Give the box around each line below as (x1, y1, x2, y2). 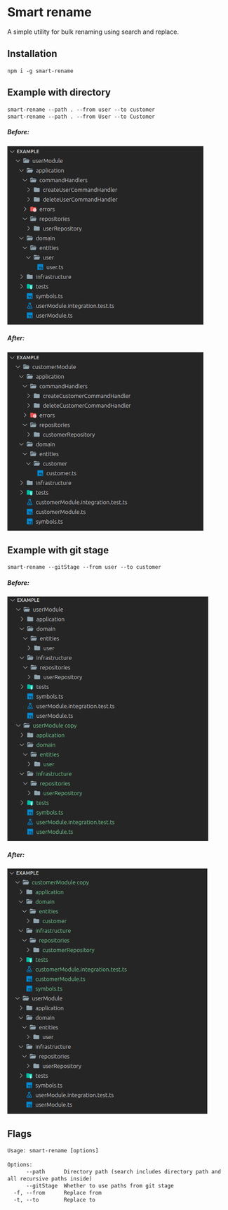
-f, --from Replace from (13, 1190, 102, 1197)
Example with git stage (7, 544, 109, 556)
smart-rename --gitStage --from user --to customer (7, 564, 161, 571)
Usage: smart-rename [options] (7, 1147, 99, 1154)
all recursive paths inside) (7, 1176, 93, 1183)
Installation (7, 48, 58, 60)
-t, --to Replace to (13, 1197, 96, 1204)
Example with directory (7, 86, 111, 98)
